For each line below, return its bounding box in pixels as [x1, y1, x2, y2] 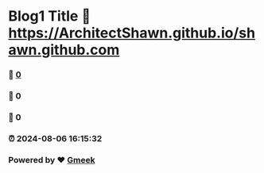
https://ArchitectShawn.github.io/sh [8, 24, 256, 42]
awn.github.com [8, 41, 120, 59]
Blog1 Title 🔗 [8, 7, 91, 25]
